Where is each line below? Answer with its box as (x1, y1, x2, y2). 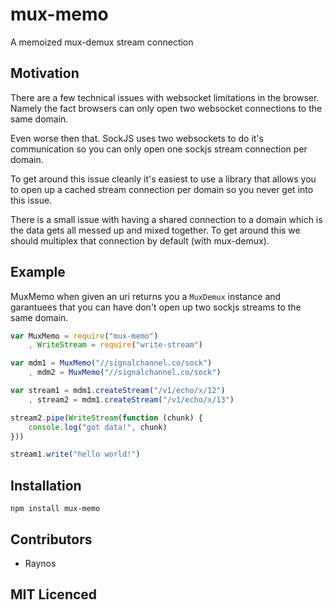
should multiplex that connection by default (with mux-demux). (10, 234, 270, 247)
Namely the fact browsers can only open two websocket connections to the (10, 102, 323, 114)
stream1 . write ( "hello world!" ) (10, 449, 141, 460)
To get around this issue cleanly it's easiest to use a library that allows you (10, 173, 317, 185)
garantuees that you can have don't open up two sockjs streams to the (10, 301, 302, 313)
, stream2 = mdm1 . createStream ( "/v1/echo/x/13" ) (28, 394, 235, 405)
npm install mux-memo (10, 504, 101, 514)
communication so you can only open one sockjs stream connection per (10, 143, 308, 155)
